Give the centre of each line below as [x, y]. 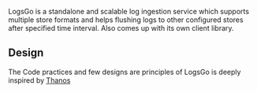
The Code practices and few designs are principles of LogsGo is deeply [125, 72]
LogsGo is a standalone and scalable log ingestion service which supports [129, 11]
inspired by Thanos [39, 80]
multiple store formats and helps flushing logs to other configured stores [126, 20]
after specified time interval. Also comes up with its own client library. [121, 28]
